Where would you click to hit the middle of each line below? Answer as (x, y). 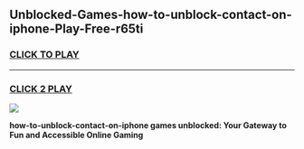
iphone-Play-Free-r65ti (76, 29)
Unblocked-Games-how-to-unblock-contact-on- (151, 15)
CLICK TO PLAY (44, 55)
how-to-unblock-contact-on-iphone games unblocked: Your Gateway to (148, 125)
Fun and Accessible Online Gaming (76, 135)
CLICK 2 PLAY (41, 88)
